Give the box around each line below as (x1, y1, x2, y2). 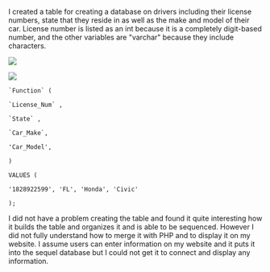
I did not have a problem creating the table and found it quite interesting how (8, 213, 263, 223)
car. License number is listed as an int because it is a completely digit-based (8, 24, 262, 33)
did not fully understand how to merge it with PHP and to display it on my (8, 231, 251, 240)
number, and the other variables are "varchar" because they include (8, 32, 235, 42)
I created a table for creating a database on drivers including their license (8, 7, 252, 16)
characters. (8, 41, 47, 51)
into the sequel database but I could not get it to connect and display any (8, 248, 251, 257)
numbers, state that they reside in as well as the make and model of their (8, 15, 250, 25)
